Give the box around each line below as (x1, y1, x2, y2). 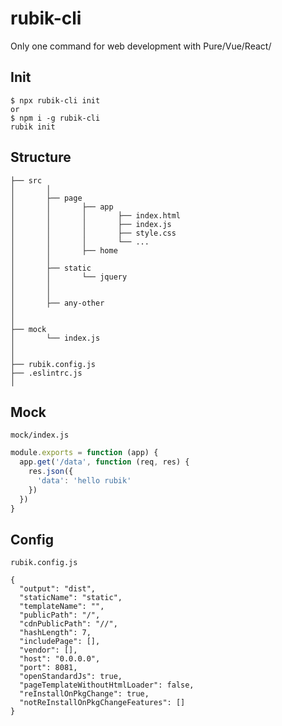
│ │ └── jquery (10, 272, 128, 282)
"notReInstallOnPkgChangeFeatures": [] (19, 698, 186, 708)
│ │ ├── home (10, 245, 118, 256)
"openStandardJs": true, (19, 672, 123, 682)
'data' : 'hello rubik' (36, 476, 132, 486)
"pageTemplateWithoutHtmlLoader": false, (19, 680, 195, 691)
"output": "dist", (19, 584, 97, 594)
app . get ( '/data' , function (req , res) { (19, 457, 190, 467)
